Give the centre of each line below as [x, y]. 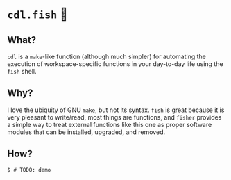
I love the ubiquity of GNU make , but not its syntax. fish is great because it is [116, 110]
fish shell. [22, 71]
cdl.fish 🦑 [37, 14]
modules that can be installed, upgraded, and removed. [86, 132]
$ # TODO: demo [29, 170]
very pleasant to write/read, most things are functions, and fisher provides [114, 117]
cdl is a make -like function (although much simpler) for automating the [106, 56]
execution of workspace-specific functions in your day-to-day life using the [115, 64]
